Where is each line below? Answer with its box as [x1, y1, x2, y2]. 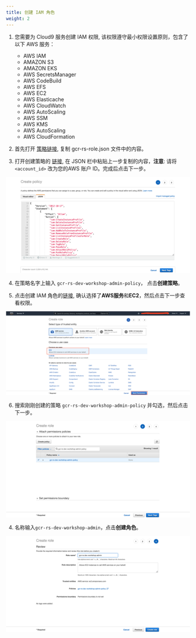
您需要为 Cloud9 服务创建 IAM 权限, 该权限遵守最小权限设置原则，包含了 [14, 33, 188, 40]
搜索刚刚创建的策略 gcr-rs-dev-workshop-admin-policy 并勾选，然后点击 [14, 402, 188, 409]
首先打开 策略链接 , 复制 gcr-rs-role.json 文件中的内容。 [14, 145, 147, 152]
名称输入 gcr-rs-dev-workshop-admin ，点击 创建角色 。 [14, 524, 142, 531]
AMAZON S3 [23, 59, 54, 66]
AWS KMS [23, 121, 48, 128]
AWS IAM [23, 52, 47, 59]
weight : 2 [6, 15, 30, 22]
